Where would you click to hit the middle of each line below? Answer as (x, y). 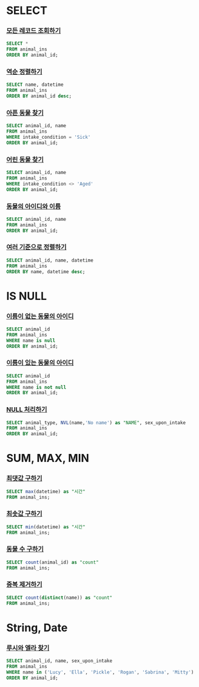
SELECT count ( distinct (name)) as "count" (59, 598)
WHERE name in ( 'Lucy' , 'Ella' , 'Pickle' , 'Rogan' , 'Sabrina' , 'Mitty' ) (100, 672)
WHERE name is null (31, 340)
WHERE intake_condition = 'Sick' (49, 138)
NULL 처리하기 (27, 410)
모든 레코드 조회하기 (34, 31)
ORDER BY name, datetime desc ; (46, 271)
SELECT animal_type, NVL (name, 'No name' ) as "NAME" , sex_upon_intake (96, 423)
